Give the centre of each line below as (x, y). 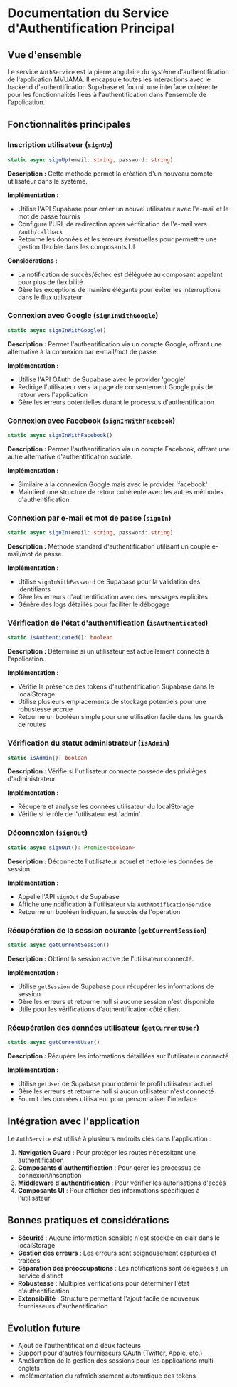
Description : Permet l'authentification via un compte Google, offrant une (115, 344)
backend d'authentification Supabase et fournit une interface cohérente (113, 87)
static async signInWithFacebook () (60, 436)
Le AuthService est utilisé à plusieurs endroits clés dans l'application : (109, 1138)
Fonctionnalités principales (69, 125)
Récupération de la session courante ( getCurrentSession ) (107, 930)
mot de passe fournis (49, 216)
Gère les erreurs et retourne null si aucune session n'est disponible (116, 1001)
